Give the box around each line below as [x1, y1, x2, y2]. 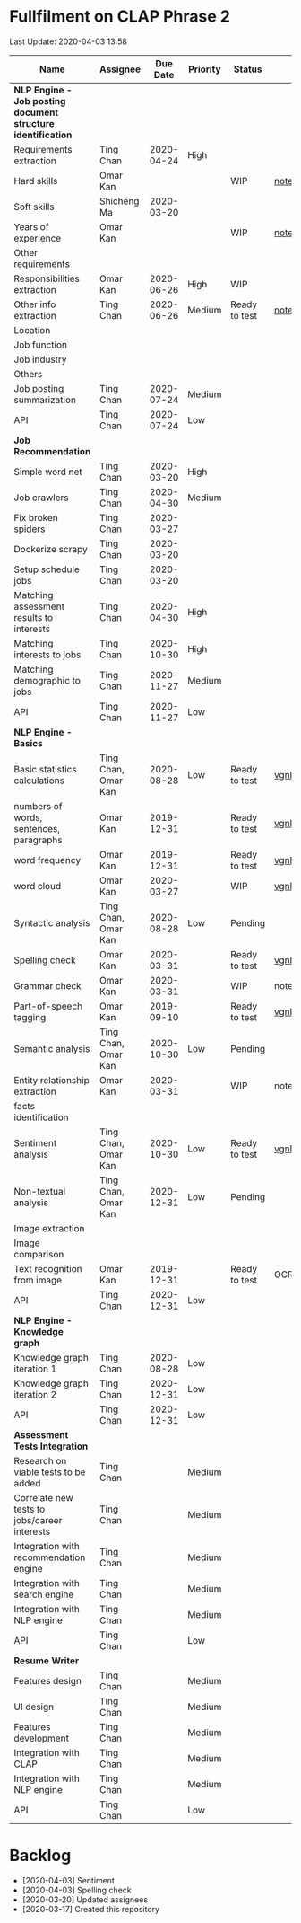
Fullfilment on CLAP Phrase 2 [9, 6, 231, 27]
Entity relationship [13, 1073, 90, 1086]
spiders [13, 523, 46, 535]
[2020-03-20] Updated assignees [21, 1893, 149, 1905]
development [13, 1732, 70, 1744]
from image [13, 1274, 63, 1286]
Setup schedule [13, 563, 81, 576]
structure [13, 117, 56, 129]
